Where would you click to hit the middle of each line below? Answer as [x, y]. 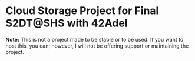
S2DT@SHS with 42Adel [67, 23]
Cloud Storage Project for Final [82, 11]
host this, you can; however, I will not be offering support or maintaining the [97, 46]
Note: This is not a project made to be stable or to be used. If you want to [95, 39]
